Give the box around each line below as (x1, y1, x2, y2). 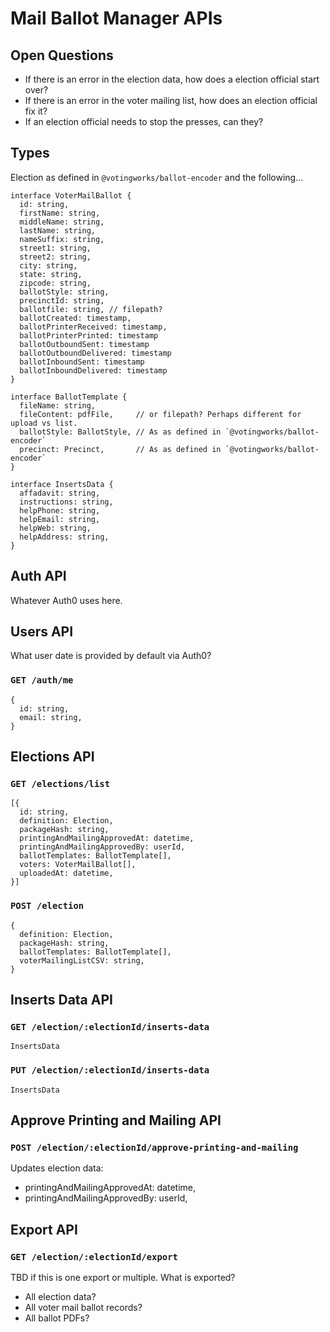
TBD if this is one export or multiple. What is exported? (10, 1272, 236, 1284)
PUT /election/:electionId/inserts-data (10, 1065, 210, 1076)
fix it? (24, 105, 48, 117)
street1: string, (19, 243, 92, 253)
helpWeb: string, (19, 523, 92, 533)
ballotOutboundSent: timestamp (19, 339, 150, 349)
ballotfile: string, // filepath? (19, 304, 163, 314)
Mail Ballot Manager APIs (10, 7, 223, 30)
